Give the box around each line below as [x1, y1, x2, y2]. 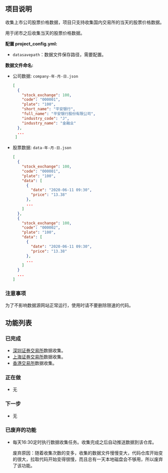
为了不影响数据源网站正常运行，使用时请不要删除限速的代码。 [5, 303, 134, 309]
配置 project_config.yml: [5, 40, 58, 47]
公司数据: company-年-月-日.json [12, 73, 78, 79]
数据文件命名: [5, 62, 34, 68]
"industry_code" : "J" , [22, 116, 70, 121]
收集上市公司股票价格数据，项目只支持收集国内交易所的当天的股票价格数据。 [5, 19, 164, 25]
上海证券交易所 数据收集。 [12, 354, 66, 360]
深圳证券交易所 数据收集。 [12, 347, 66, 353]
